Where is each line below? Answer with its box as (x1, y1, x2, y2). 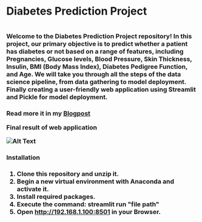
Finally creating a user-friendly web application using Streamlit (6, 85, 196, 94)
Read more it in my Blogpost (6, 109, 91, 118)
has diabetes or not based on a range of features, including (6, 47, 184, 56)
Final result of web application (6, 123, 97, 131)
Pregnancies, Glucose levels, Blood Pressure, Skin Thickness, (6, 55, 192, 63)
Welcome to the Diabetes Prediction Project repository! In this (6, 32, 192, 41)
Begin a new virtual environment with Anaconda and (16, 177, 175, 186)
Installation (6, 153, 41, 162)
